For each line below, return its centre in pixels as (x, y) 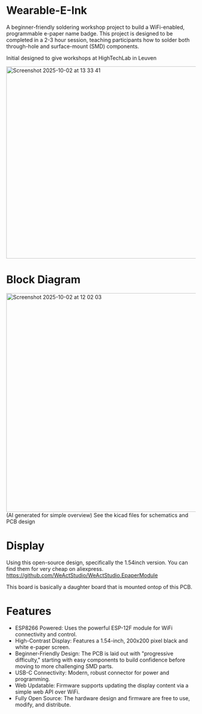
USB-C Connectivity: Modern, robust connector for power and (92, 672)
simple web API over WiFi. (47, 692)
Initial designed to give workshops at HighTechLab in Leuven (81, 58)
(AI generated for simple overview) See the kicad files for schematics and (97, 515)
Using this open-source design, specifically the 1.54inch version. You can (97, 562)
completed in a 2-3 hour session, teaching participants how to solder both (98, 40)
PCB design (21, 522)
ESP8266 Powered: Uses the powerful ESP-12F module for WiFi (94, 628)
